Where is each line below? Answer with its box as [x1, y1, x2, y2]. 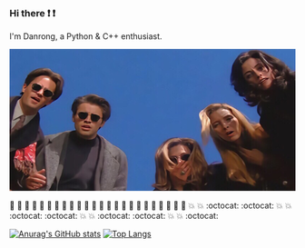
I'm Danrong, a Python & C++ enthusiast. [9, 31, 162, 42]
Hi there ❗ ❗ [9, 6, 56, 19]
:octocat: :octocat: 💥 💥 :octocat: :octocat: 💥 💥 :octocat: [9, 211, 219, 222]
